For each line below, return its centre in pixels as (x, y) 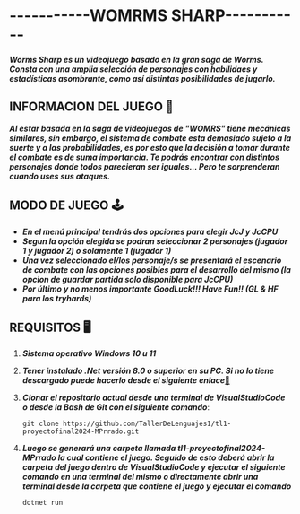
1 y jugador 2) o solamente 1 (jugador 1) (97, 250)
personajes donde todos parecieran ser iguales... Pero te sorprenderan (145, 166)
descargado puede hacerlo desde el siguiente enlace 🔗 (126, 380)
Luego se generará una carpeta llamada (99, 449)
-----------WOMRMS (89, 16)
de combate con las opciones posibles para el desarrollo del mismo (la (156, 269)
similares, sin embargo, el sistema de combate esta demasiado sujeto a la (150, 138)
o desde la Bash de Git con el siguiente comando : (116, 407)
